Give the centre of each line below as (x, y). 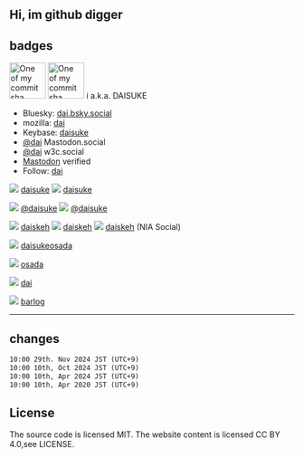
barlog (33, 301)
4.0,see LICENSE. (42, 444)
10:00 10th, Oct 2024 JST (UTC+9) (75, 367)
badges (31, 46)
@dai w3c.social (53, 152)
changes (35, 339)
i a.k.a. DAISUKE (116, 96)
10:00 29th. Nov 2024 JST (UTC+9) (75, 360)
